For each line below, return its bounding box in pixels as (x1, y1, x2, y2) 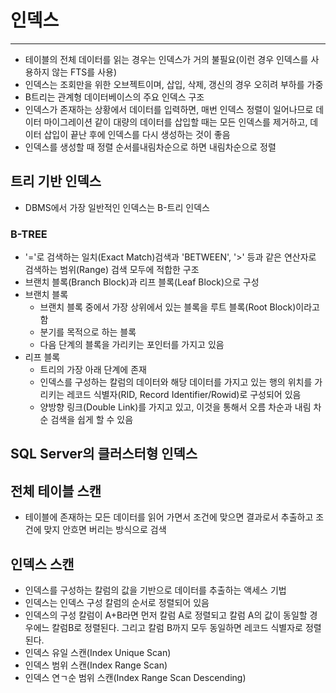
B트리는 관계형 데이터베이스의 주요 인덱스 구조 (24, 91, 205, 103)
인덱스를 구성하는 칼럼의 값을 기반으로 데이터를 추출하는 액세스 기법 (24, 584, 287, 596)
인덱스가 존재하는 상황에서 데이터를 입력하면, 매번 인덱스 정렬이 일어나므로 (24, 103, 314, 115)
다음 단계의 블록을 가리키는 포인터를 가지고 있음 (39, 339, 225, 351)
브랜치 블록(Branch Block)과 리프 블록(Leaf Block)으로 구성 (24, 276, 260, 288)
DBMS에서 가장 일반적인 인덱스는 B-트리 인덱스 (24, 201, 210, 213)
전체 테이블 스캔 (10, 482, 102, 500)
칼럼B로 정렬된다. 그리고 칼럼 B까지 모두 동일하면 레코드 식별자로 (51, 622, 303, 634)
